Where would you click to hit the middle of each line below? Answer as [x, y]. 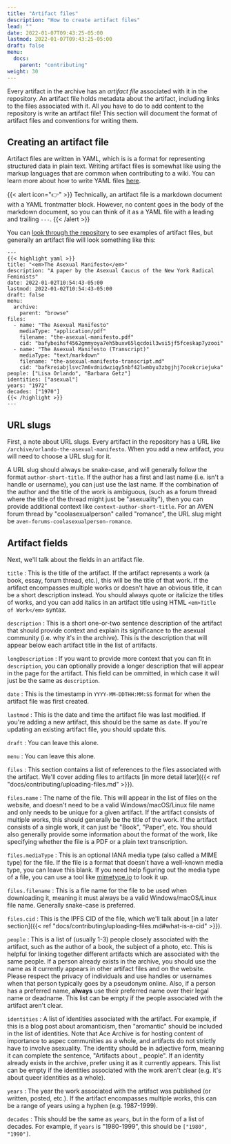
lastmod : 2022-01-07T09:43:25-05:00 [60, 39]
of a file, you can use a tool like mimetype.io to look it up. [88, 877]
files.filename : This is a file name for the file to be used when [97, 890]
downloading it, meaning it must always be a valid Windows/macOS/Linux [112, 898]
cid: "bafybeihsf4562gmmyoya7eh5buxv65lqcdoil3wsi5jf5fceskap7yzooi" [122, 344]
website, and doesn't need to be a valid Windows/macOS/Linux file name [111, 805]
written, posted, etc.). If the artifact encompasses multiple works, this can [112, 1098]
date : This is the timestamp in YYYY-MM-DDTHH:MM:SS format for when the [109, 694]
